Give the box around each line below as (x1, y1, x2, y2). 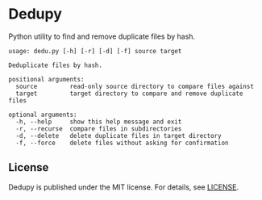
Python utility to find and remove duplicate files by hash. (8, 31, 196, 41)
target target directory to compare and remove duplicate (15, 90, 243, 98)
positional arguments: (8, 75, 85, 83)
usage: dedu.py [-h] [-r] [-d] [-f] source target (8, 47, 182, 55)
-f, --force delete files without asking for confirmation (15, 139, 229, 147)
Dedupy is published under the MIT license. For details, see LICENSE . (8, 182, 239, 192)
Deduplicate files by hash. (8, 61, 103, 69)
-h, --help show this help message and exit (15, 118, 182, 126)
